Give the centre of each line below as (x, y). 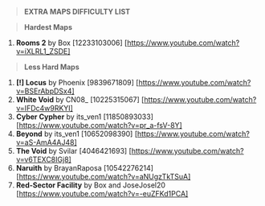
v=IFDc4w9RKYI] (45, 108)
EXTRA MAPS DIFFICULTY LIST (77, 12)
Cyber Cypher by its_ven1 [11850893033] (85, 117)
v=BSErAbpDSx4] (45, 91)
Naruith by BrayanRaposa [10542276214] (85, 168)
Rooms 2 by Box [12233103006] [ (71, 43)
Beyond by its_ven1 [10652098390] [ (77, 134)
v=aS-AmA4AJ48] (47, 142)
